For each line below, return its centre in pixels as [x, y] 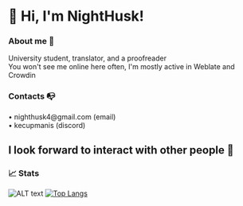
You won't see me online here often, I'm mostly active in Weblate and [121, 67]
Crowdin [22, 76]
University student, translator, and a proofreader [88, 58]
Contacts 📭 [32, 96]
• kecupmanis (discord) [47, 125]
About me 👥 [31, 41]
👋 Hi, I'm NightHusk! [76, 16]
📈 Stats [24, 173]
